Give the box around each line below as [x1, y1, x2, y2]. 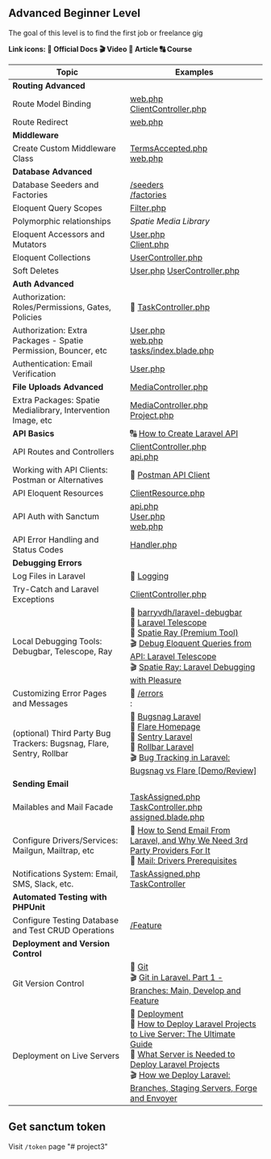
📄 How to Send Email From [130, 824, 231, 835]
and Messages [12, 697, 69, 709]
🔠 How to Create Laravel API [130, 428, 239, 439]
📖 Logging [130, 570, 169, 582]
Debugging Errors [12, 557, 82, 569]
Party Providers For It [130, 844, 211, 856]
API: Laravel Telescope [130, 650, 217, 662]
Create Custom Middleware [12, 142, 117, 154]
